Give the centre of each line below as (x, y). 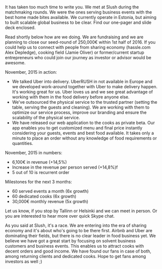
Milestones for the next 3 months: (39, 182)
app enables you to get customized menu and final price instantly (77, 128)
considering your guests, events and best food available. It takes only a (83, 133)
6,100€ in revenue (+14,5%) (39, 162)
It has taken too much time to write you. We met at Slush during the (72, 7)
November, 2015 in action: (31, 72)
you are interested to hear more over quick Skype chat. (60, 216)
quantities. (22, 143)
